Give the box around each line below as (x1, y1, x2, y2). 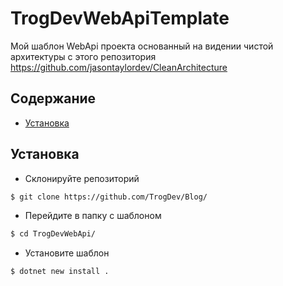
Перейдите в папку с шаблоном (24, 210, 162, 222)
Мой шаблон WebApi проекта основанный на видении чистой (10, 40, 274, 52)
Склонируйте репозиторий (24, 172, 140, 184)
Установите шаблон (24, 247, 110, 259)
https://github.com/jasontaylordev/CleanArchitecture (10, 61, 228, 73)
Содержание (10, 90, 97, 107)
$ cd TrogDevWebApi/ (10, 229, 97, 239)
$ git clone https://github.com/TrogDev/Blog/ (10, 192, 208, 202)
